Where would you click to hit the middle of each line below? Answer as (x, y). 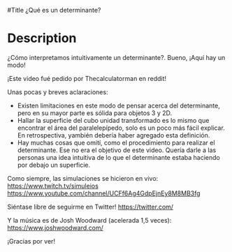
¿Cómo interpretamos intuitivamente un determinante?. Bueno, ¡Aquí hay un (116, 57)
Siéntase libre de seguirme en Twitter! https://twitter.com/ (90, 207)
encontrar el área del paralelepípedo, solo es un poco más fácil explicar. (121, 128)
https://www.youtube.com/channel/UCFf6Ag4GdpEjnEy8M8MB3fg (104, 193)
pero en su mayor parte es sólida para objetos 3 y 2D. (95, 113)
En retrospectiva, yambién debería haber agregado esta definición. (114, 135)
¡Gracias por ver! (31, 241)
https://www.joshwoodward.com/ (55, 228)
